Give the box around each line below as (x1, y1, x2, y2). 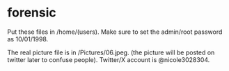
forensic (7, 5, 57, 21)
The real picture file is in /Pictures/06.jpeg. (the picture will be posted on (7, 48, 215, 57)
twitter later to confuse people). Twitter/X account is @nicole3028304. (7, 55, 210, 63)
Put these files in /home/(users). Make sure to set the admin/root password (7, 28, 223, 36)
